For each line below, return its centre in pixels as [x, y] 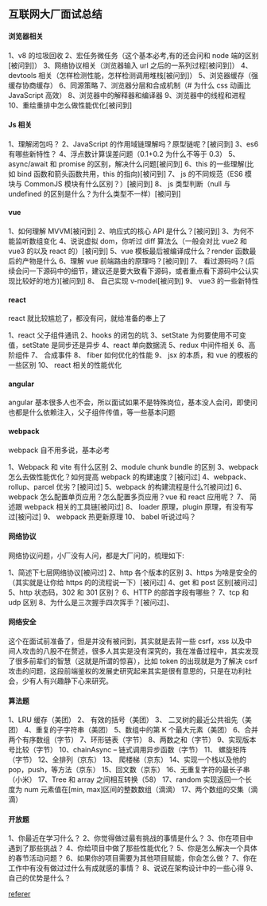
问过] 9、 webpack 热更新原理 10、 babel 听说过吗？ [110, 517]
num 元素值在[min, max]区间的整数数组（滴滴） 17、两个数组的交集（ [137, 790]
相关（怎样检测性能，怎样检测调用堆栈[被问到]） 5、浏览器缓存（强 [148, 75]
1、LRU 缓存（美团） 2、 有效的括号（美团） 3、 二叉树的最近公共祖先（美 [130, 720]
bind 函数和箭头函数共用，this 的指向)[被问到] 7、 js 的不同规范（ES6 [130, 174]
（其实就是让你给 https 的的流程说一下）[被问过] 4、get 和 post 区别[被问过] [133, 582]
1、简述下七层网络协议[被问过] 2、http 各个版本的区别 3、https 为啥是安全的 [133, 572]
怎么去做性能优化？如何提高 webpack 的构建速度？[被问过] [104, 477]
